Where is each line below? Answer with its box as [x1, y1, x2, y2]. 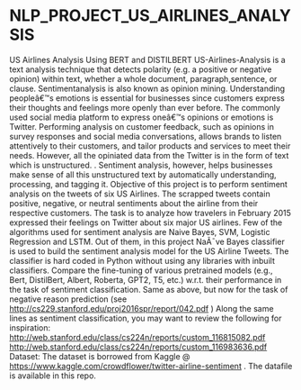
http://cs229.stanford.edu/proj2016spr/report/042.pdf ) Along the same [9, 303, 274, 313]
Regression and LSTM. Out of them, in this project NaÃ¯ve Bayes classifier [9, 236, 285, 247]
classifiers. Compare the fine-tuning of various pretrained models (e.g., [9, 265, 273, 276]
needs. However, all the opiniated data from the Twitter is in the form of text [9, 150, 289, 160]
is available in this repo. [9, 370, 97, 381]
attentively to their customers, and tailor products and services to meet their [9, 141, 291, 151]
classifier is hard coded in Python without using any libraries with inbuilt [9, 255, 276, 266]
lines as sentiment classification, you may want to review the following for [9, 313, 282, 323]
